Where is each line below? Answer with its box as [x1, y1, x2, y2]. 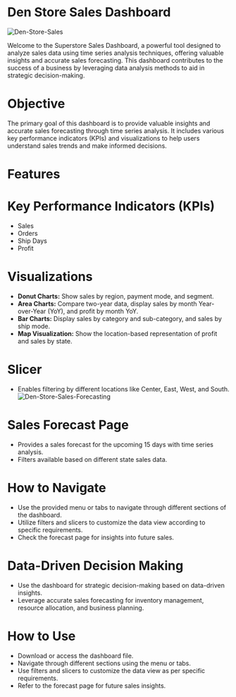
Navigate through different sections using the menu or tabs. [17, 659, 192, 667]
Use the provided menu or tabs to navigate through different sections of [17, 503, 227, 511]
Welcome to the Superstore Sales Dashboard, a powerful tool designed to [7, 41, 221, 49]
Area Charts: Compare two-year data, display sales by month [17, 299, 197, 308]
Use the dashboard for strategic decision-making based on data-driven [17, 581, 225, 589]
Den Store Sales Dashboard [7, 4, 171, 20]
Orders [17, 230, 38, 237]
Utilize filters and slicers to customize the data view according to [17, 518, 206, 527]
